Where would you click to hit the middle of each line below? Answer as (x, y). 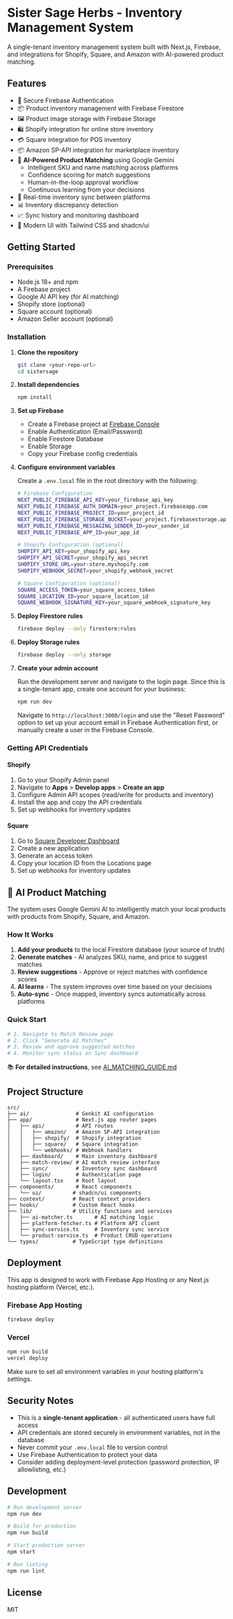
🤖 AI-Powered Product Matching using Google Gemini (96, 160)
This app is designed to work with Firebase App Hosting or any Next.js (108, 1279)
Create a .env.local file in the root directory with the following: (107, 481)
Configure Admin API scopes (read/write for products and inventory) (115, 795)
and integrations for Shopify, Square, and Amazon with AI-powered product (115, 54)
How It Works (31, 935)
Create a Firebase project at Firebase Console (94, 424)
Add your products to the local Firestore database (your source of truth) (121, 950)
